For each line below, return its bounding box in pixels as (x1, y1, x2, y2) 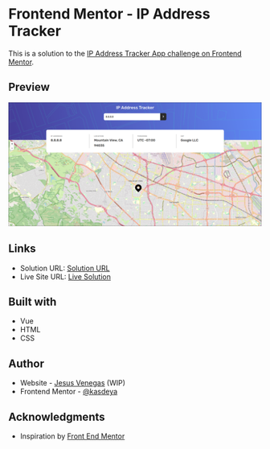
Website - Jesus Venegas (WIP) (19, 378, 126, 388)
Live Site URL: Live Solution (19, 271, 111, 282)
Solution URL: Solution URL (19, 263, 110, 273)
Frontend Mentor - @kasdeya (19, 387, 118, 397)
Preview (8, 80, 51, 94)
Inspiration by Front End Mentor (19, 431, 125, 441)
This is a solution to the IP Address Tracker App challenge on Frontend (8, 48, 243, 58)
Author (8, 356, 44, 370)
